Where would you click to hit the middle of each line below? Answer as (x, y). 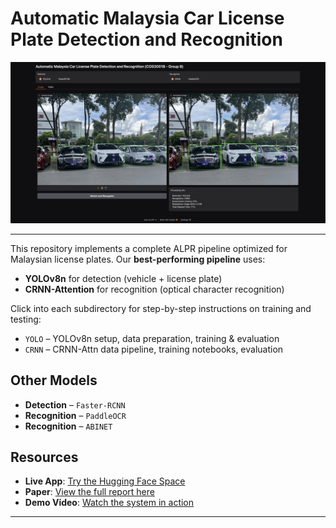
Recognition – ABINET (68, 426)
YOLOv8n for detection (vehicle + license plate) (123, 278)
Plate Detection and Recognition (146, 39)
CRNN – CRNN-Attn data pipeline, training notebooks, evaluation (154, 349)
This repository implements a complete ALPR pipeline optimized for (149, 248)
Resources (44, 457)
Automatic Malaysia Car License (147, 18)
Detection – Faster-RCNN (75, 404)
